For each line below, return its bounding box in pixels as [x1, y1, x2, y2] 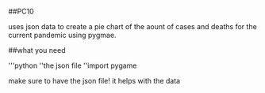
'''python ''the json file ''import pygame [8, 61, 137, 70]
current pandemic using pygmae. [8, 31, 117, 39]
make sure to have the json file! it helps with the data [8, 76, 181, 85]
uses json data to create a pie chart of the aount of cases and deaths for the [8, 22, 258, 31]
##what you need [8, 46, 66, 54]
